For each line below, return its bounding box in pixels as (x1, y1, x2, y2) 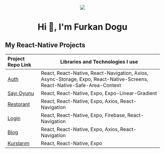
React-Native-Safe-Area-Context (41, 82, 121, 88)
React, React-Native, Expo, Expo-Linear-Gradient (41, 90, 157, 96)
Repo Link (7, 62, 31, 68)
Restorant (7, 101, 30, 108)
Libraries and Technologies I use (60, 59, 138, 65)
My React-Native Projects (5, 41, 86, 49)
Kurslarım (7, 140, 30, 147)
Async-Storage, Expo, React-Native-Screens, (41, 76, 148, 83)
